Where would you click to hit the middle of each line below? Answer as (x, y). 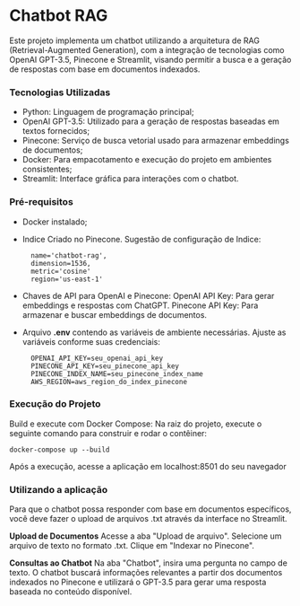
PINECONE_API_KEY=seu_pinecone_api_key (105, 366)
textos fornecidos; (56, 131)
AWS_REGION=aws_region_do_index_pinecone (109, 382)
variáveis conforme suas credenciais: (91, 341)
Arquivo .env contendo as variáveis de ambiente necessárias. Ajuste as (154, 332)
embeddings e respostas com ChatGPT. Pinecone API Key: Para (140, 305)
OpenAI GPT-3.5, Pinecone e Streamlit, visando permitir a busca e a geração (150, 59)
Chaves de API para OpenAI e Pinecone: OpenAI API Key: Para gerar (148, 295)
